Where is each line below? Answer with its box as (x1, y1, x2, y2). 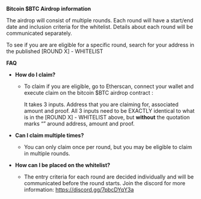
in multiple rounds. (23, 150, 70, 157)
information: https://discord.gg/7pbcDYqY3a (23, 186, 134, 193)
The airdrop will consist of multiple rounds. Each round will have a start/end (6, 17, 194, 24)
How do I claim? (14, 71, 56, 78)
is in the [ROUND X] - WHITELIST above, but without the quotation (23, 114, 190, 121)
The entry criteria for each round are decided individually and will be (23, 173, 194, 180)
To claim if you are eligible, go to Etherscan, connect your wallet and (23, 83, 194, 90)
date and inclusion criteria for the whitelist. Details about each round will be (6, 24, 193, 30)
